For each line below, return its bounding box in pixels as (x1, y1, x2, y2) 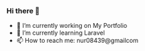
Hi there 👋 (6, 6, 41, 16)
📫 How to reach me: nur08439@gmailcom (16, 37, 139, 45)
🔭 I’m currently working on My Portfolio (16, 22, 128, 30)
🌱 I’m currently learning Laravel (16, 29, 105, 37)
